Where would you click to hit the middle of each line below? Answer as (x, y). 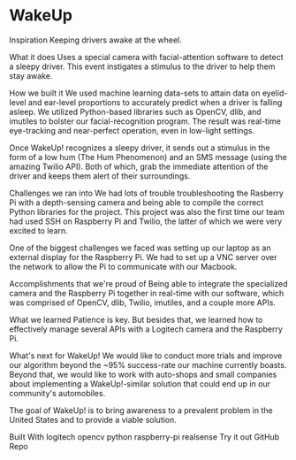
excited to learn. (38, 230)
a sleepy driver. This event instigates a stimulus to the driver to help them (142, 66)
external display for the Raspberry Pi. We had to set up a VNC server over (143, 257)
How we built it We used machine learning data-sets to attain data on (135, 93)
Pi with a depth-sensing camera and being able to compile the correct (137, 202)
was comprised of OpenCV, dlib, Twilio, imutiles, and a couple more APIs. (143, 303)
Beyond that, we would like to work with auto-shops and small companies (143, 374)
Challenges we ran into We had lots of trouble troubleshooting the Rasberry (147, 193)
